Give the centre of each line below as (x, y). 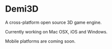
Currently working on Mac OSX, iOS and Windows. (56, 32)
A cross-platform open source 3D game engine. (54, 22)
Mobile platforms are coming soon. (41, 41)
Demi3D (22, 9)
